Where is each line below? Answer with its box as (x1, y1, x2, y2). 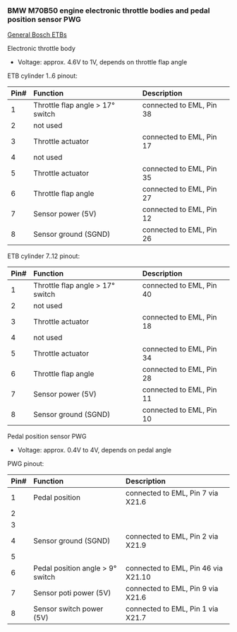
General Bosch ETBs (7, 30, 67, 39)
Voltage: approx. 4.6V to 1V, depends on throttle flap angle (17, 58, 188, 66)
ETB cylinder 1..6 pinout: (7, 71, 78, 80)
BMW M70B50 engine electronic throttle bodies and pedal (7, 6, 210, 16)
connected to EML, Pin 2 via (126, 532, 219, 542)
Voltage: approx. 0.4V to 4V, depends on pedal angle (17, 446, 171, 455)
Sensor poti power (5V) (33, 588, 111, 598)
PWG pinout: (7, 460, 44, 468)
